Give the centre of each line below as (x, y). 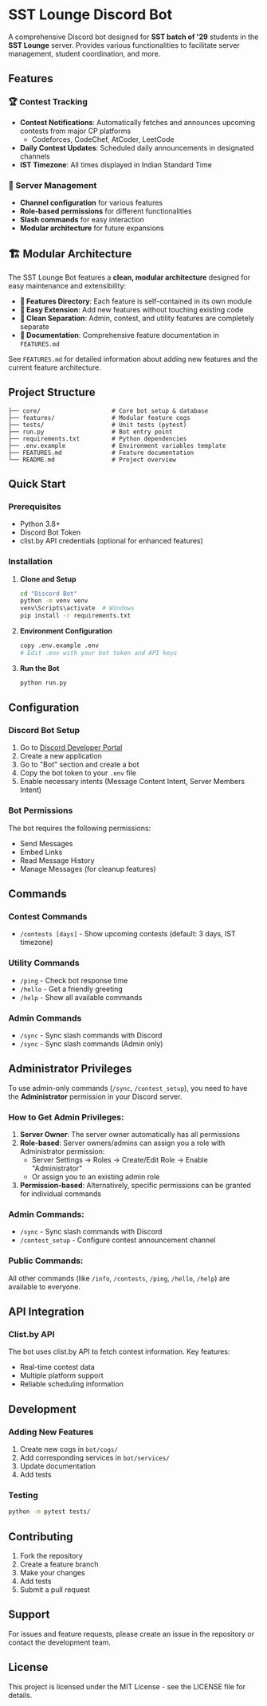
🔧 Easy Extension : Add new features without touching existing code (132, 309)
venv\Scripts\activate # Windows (77, 608)
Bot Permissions (41, 810)
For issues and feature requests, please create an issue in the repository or (132, 1633)
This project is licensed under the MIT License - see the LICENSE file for (127, 1686)
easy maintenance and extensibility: (67, 285)
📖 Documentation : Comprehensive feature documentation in (119, 335)
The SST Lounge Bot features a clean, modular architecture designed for (130, 277)
